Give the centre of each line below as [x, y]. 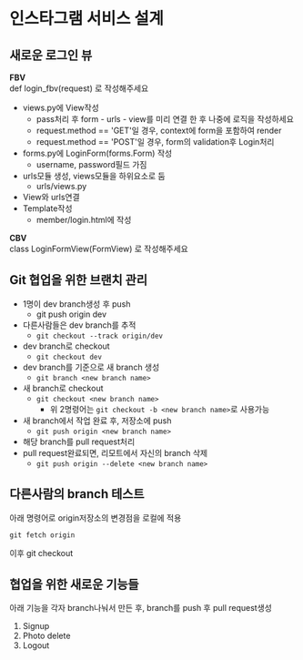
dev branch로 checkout [66, 346]
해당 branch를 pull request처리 [79, 442]
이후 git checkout [41, 553]
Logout [36, 645]
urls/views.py [61, 186]
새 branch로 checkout [63, 388]
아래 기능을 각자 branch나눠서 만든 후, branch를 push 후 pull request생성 [141, 608]
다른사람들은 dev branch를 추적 [79, 325]
